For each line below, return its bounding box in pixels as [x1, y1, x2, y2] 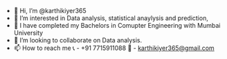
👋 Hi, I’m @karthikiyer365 [13, 7, 87, 15]
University [13, 28, 44, 37]
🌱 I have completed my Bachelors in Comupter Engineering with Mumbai [13, 22, 221, 29]
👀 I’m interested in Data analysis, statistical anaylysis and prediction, [13, 14, 209, 22]
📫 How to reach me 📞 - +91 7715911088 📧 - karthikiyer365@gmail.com [13, 44, 215, 52]
